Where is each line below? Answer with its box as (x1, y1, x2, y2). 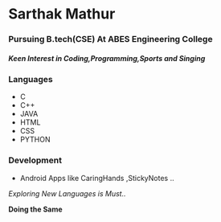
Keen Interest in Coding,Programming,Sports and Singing (8, 53, 206, 63)
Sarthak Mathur (8, 5, 116, 23)
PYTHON (19, 134, 51, 145)
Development (8, 154, 63, 166)
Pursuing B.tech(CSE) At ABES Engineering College (8, 34, 213, 45)
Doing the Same (8, 204, 63, 214)
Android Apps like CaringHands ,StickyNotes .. (19, 173, 174, 183)
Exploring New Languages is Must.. (8, 188, 126, 198)
